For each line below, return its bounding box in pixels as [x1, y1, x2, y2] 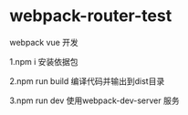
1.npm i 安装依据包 [9, 56, 79, 67]
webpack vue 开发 [9, 37, 79, 47]
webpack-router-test [9, 5, 172, 26]
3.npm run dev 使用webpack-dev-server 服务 [9, 95, 180, 106]
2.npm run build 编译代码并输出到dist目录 [9, 75, 165, 87]
